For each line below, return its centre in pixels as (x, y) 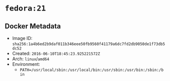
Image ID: (22, 38)
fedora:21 (25, 8)
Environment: (26, 64)
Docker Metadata (33, 26)
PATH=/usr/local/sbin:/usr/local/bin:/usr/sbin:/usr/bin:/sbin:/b (92, 70)
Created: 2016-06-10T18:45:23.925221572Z (56, 53)
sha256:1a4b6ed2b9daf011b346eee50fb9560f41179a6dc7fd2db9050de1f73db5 (89, 44)
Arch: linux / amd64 (31, 59)
